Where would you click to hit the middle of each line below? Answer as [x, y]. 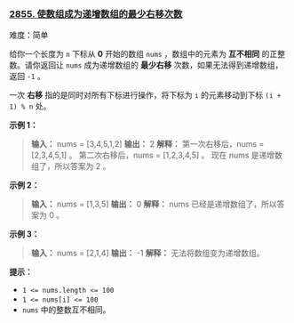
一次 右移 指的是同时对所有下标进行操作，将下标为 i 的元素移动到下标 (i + [145, 95]
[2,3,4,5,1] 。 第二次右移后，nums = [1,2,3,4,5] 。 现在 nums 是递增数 [156, 155]
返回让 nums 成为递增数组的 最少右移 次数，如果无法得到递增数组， [161, 65]
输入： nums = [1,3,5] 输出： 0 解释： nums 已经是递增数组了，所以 [154, 204]
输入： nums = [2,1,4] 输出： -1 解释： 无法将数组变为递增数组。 [147, 253]
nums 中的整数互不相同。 [66, 310]
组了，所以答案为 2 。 [71, 166]
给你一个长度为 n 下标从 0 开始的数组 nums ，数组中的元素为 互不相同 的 [139, 54]
